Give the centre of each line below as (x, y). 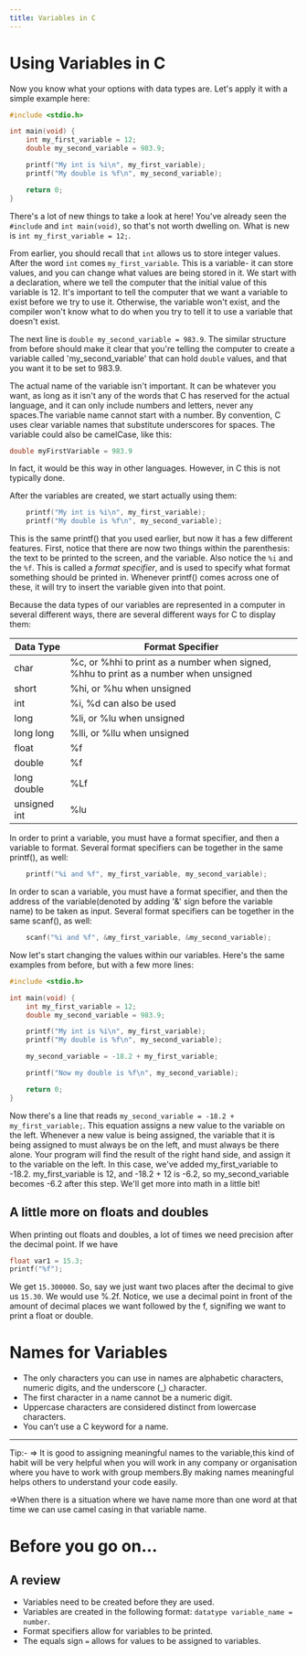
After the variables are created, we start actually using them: (123, 496)
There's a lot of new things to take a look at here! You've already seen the (148, 216)
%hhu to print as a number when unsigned (161, 674)
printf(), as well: (39, 858)
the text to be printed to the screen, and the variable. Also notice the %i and (152, 558)
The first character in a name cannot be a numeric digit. (127, 1398)
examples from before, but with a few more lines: (102, 965)
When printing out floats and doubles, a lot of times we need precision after (152, 1234)
